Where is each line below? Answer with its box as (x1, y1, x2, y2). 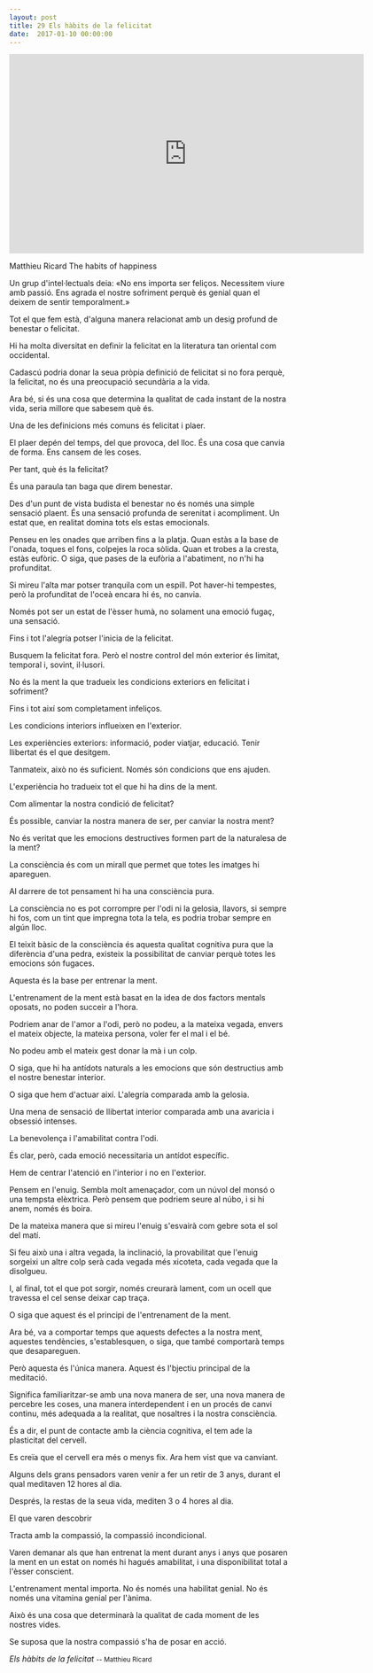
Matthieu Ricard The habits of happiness (9, 261, 158, 271)
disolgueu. (9, 1266, 48, 1277)
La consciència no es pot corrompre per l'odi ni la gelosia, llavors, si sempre (9, 903, 287, 914)
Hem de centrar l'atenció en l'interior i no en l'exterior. (9, 1167, 206, 1179)
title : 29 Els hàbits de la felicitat (9, 21, 152, 30)
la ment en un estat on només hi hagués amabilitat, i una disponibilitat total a (9, 1557, 288, 1568)
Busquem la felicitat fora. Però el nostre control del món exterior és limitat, (9, 650, 281, 661)
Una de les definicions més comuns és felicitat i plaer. (9, 420, 206, 431)
